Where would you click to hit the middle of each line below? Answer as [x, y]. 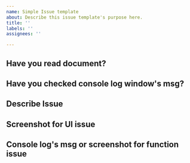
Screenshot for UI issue [51, 124]
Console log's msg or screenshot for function [93, 145]
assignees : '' [24, 34]
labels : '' [20, 28]
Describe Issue [35, 104]
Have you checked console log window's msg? [95, 83]
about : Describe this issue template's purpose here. [75, 17]
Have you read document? [56, 63]
